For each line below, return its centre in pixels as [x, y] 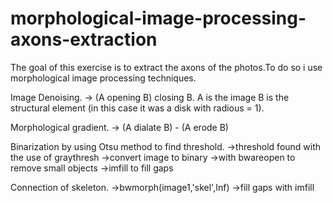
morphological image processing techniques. [103, 78]
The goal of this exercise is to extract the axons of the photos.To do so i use [166, 67]
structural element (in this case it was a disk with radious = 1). [137, 108]
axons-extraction [84, 39]
